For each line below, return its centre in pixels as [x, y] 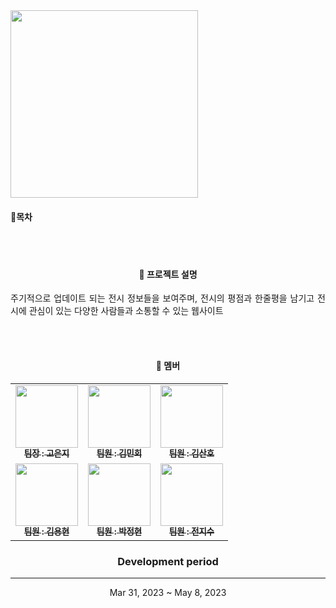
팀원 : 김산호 [191, 453]
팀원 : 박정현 [119, 532]
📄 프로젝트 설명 [168, 274]
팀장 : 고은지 [46, 453]
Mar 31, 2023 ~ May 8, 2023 [168, 592]
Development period [168, 561]
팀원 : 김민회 [119, 453]
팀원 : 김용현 [46, 532]
